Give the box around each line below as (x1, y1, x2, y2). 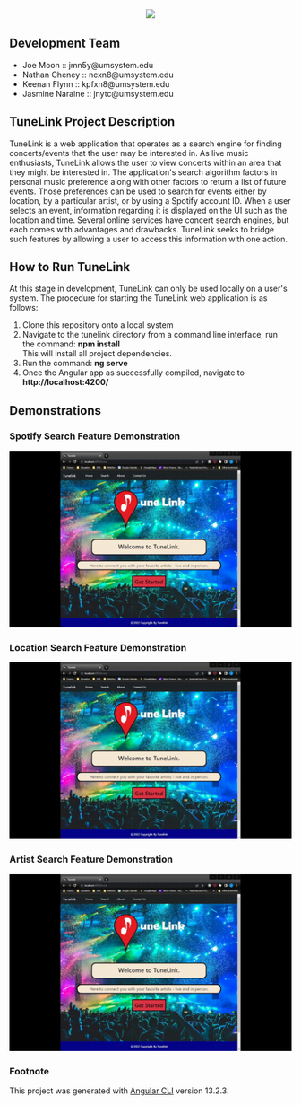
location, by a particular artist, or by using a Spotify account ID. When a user (9, 195, 291, 206)
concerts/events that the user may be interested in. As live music (9, 147, 249, 158)
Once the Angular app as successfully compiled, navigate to (21, 367, 245, 378)
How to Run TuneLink (9, 259, 131, 275)
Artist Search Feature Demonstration (9, 853, 173, 865)
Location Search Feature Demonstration (9, 642, 187, 654)
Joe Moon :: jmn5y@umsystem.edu (21, 59, 154, 70)
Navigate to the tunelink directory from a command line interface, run (21, 329, 279, 340)
